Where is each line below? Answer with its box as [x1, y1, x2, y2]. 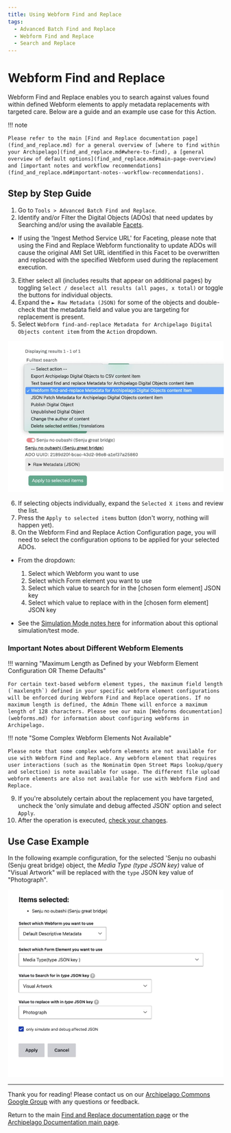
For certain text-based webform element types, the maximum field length [8, 681, 223, 687]
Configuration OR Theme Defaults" [8, 666, 106, 674]
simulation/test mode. [17, 626, 80, 635]
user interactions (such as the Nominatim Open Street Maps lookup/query [8, 762, 223, 768]
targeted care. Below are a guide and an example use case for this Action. [8, 108, 217, 116]
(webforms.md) [8, 715, 49, 722]
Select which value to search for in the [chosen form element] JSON [27, 584, 221, 592]
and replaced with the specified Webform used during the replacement [17, 256, 219, 264]
